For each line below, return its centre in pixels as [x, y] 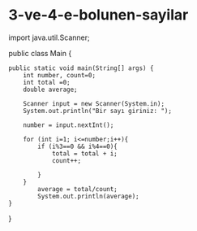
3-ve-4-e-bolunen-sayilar [98, 15]
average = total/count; [77, 189]
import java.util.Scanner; [49, 37]
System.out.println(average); [88, 196]
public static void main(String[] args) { [81, 68]
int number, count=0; [59, 75]
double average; [51, 89]
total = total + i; [84, 153]
